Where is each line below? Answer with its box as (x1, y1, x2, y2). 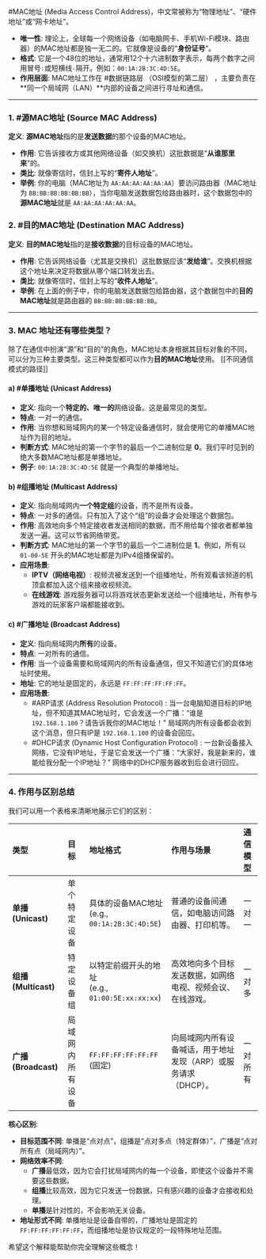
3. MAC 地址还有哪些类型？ (8, 325, 112, 336)
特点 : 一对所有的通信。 (19, 649, 93, 658)
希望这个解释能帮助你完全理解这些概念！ (8, 1242, 140, 1251)
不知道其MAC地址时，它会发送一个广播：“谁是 (52, 708, 203, 717)
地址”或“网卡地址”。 (8, 17, 74, 26)
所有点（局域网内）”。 (19, 1146, 89, 1155)
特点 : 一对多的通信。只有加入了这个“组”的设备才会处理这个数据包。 (19, 511, 239, 520)
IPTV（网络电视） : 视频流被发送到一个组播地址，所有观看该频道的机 (31, 570, 253, 580)
